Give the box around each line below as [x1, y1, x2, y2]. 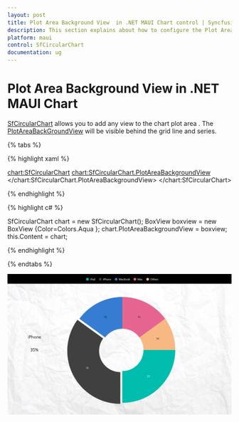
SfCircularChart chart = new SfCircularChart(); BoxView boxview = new [7, 217, 217, 226]
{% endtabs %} [7, 260, 53, 268]
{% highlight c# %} [7, 203, 63, 211]
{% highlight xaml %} [7, 154, 70, 163]
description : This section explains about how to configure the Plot [7, 26, 218, 33]
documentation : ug [7, 49, 62, 56]
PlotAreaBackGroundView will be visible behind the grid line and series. [7, 127, 217, 135]
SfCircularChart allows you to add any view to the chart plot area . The [7, 119, 213, 127]
